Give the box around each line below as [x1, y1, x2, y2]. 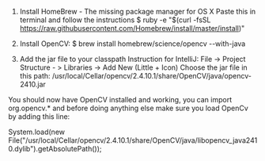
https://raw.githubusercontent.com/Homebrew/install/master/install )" [19, 24, 245, 33]
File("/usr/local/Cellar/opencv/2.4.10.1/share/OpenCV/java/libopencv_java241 [8, 136, 258, 145]
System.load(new [8, 127, 66, 136]
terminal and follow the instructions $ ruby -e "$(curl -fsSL [19, 15, 211, 25]
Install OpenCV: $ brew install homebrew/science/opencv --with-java [19, 39, 246, 48]
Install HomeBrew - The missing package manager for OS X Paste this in [19, 7, 256, 16]
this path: [19, 71, 51, 80]
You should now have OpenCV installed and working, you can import [8, 95, 232, 104]
